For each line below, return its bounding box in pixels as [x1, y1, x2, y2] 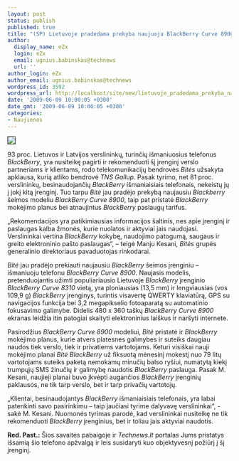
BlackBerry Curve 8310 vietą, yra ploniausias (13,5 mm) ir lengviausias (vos [7, 283, 228, 292]
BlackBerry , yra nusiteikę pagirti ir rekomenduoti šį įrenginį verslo [7, 157, 199, 166]
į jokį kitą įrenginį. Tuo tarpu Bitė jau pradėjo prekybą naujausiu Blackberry [7, 188, 225, 196]
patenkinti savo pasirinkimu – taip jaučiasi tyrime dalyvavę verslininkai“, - [7, 401, 221, 410]
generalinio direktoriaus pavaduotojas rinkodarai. [7, 247, 151, 255]
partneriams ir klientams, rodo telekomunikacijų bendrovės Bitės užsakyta [7, 165, 224, 174]
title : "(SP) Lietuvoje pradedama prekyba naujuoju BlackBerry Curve [7, 30, 218, 38]
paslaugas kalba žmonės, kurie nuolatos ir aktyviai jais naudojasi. [7, 224, 198, 233]
